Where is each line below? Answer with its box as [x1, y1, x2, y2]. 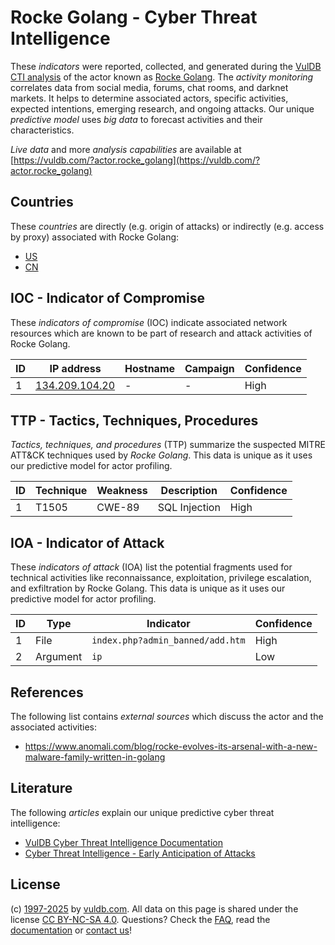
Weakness [96, 484, 148, 498]
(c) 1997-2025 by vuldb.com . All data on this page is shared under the [10, 902, 299, 915]
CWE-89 [96, 501, 140, 515]
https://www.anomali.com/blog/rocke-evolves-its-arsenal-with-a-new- [24, 741, 318, 752]
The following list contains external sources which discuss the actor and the [10, 711, 324, 722]
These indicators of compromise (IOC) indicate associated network [10, 316, 288, 328]
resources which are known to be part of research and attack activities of [10, 327, 313, 339]
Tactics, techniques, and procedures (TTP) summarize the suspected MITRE [10, 439, 326, 451]
